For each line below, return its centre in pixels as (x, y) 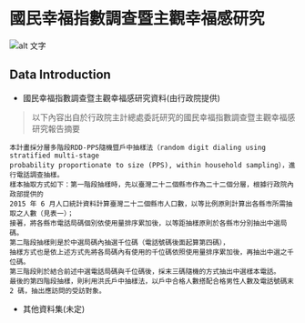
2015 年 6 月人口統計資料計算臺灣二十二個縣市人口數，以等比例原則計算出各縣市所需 (148, 204)
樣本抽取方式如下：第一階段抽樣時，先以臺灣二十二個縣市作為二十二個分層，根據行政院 (148, 184)
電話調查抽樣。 (40, 175)
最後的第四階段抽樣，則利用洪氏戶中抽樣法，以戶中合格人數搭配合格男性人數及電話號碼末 (152, 281)
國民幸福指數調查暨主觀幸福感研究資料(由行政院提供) (122, 97)
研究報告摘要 (56, 128)
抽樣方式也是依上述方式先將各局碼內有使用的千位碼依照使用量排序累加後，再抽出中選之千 (152, 252)
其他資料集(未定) (54, 308)
